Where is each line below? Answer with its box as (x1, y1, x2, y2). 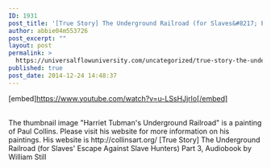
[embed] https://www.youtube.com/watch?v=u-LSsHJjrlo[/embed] (8, 93, 228, 103)
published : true (8, 64, 63, 72)
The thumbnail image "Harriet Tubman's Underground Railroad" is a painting (8, 117, 262, 127)
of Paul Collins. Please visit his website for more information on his (8, 126, 230, 136)
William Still (8, 152, 47, 162)
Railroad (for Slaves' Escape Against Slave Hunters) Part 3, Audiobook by (8, 143, 252, 153)
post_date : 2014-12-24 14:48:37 (8, 72, 117, 80)
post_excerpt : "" (8, 34, 67, 43)
